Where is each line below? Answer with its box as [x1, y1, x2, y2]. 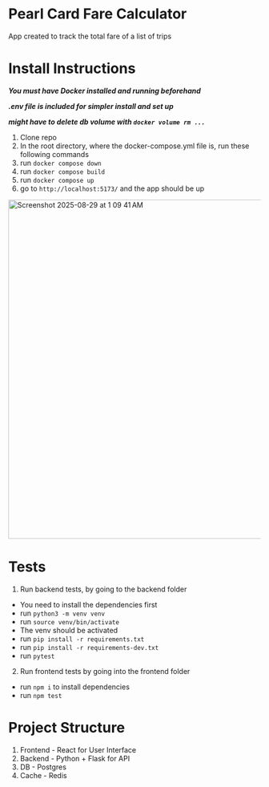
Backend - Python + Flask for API [19, 753, 130, 763]
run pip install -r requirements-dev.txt [19, 642, 159, 652]
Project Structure [8, 719, 126, 737]
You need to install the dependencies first [19, 599, 158, 609]
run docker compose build [19, 166, 106, 176]
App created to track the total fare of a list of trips [8, 31, 172, 41]
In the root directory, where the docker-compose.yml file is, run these [19, 141, 250, 151]
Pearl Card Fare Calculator [8, 5, 187, 23]
